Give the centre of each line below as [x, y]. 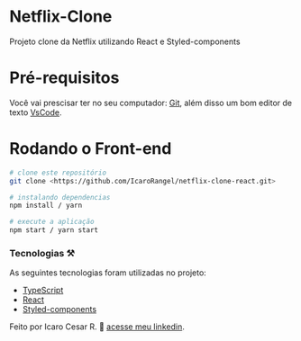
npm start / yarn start [54, 230]
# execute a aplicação [52, 222]
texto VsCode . [36, 112]
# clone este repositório [58, 173]
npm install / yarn [46, 206]
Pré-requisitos [64, 78]
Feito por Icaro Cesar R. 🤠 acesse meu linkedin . [97, 327]
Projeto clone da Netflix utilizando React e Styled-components [125, 41]
